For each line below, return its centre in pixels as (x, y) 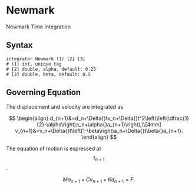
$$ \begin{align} (29, 118)
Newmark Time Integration (38, 27)
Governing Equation (44, 92)
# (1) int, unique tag (34, 64)
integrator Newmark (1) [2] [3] (46, 59)
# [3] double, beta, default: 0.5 (49, 74)
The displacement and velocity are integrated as (65, 106)
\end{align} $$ (99, 137)
